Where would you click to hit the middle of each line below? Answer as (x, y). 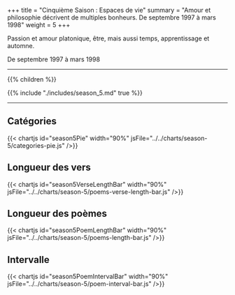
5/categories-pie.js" (36, 145)
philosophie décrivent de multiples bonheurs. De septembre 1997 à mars (112, 17)
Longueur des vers (49, 168)
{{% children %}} (32, 79)
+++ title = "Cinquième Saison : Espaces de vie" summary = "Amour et (109, 10)
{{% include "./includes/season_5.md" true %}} (75, 93)
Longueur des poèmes (57, 214)
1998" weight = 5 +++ (39, 25)
